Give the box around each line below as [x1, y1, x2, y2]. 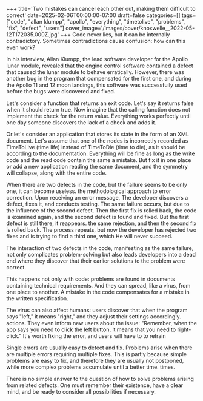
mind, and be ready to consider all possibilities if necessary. [6, 388, 156, 395]
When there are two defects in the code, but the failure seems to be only [6, 181, 188, 188]
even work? [6, 44, 35, 51]
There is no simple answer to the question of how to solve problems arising [6, 376, 194, 382]
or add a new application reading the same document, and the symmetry [6, 163, 188, 170]
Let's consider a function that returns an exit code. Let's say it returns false [6, 99, 194, 107]
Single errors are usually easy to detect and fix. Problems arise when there [6, 344, 193, 351]
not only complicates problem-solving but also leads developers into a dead [6, 251, 196, 258]
